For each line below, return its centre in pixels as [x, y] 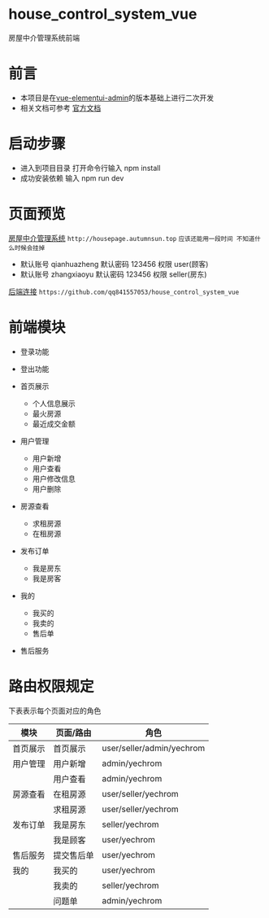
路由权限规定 [52, 686]
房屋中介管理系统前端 [44, 37]
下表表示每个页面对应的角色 [55, 710]
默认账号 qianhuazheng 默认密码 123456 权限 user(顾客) [114, 264]
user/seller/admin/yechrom [154, 748]
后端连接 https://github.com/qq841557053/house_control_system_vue [124, 291]
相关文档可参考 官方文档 [61, 107]
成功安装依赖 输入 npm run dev [72, 178]
